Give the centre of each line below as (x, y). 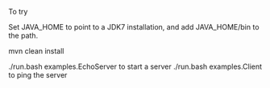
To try (18, 12)
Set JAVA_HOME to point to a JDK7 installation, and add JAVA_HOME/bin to (134, 27)
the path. (23, 36)
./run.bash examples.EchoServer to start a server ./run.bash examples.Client (135, 66)
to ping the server (38, 75)
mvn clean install (36, 51)
